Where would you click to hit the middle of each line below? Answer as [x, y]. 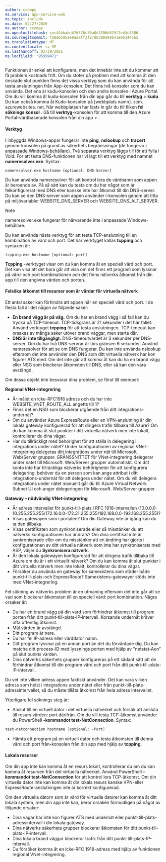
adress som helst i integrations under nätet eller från [58, 685]
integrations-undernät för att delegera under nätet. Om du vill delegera [84, 478]
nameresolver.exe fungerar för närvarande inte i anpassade [66, 220]
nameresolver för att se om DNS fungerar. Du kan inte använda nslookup [86, 349]
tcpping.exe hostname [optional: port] [46, 255]
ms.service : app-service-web [35, 14]
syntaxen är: [18, 245]
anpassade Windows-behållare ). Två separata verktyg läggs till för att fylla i [82, 151]
